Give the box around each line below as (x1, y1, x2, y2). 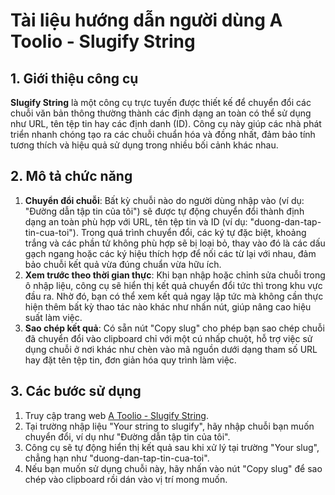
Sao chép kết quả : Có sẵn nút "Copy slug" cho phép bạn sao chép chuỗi (24, 322, 325, 334)
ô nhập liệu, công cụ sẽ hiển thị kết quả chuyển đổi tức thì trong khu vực (24, 279, 323, 291)
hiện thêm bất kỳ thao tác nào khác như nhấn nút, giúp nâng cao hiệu (24, 300, 312, 313)
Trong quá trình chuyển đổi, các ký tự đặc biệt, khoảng (80, 226, 307, 238)
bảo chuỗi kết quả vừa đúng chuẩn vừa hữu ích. (24, 258, 222, 270)
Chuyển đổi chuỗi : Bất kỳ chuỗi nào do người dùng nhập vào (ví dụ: (24, 194, 305, 206)
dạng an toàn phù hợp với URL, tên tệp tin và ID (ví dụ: (24, 215, 248, 228)
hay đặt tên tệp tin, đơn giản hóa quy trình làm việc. (24, 354, 237, 366)
